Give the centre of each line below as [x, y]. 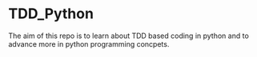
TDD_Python [51, 14]
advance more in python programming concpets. [89, 44]
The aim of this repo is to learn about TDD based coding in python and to [129, 36]
